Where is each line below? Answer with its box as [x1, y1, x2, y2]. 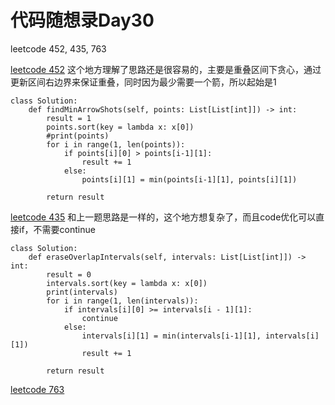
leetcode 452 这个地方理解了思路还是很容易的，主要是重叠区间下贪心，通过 [10, 63, 322, 75]
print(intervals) [46, 287, 118, 297]
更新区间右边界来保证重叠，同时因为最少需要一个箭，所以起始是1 [10, 76, 277, 88]
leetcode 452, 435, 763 [10, 42, 107, 55]
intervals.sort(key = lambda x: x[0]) [46, 278, 208, 288]
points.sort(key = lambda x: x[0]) [46, 122, 195, 132]
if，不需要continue [18, 223, 96, 235]
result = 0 [46, 269, 92, 280]
